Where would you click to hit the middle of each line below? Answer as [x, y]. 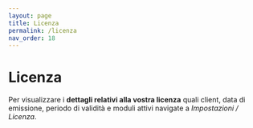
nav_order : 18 [32, 38]
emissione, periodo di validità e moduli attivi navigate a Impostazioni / [123, 108]
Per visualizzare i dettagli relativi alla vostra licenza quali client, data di [127, 100]
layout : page [30, 16]
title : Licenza [34, 23]
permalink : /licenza [43, 30]
